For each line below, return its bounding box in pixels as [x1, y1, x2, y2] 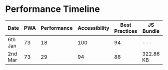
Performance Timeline [5, 3, 100, 15]
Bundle [142, 27, 160, 34]
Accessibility [77, 24, 109, 31]
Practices [114, 27, 137, 34]
